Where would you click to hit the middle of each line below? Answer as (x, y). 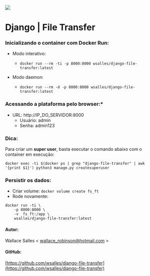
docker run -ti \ (23, 206)
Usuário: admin (35, 120)
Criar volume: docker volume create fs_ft (55, 191)
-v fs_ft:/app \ (32, 214)
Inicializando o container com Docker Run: (57, 43)
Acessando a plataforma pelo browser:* (54, 104)
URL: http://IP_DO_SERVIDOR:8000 (48, 115)
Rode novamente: (30, 197)
